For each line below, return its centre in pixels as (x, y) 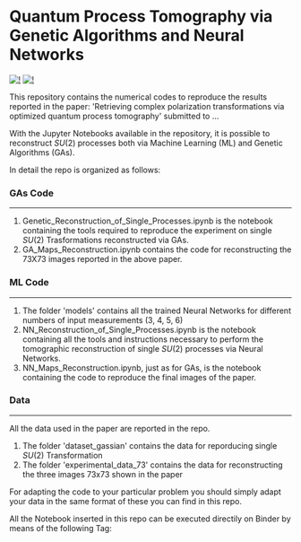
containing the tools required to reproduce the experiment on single (147, 231)
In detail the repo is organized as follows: (85, 170)
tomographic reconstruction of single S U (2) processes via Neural (142, 348)
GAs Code (32, 193)
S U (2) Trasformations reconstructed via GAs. (106, 240)
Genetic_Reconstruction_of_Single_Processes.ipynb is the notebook (147, 221)
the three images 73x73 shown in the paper (103, 474)
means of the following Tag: (60, 528)
